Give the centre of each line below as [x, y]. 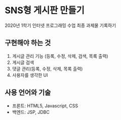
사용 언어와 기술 [28, 92]
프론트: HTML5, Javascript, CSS [45, 106]
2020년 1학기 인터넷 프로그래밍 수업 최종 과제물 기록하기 [61, 25]
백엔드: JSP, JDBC [31, 112]
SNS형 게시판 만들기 [45, 10]
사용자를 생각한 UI [30, 75]
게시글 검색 [23, 62]
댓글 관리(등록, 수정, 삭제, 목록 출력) [47, 68]
